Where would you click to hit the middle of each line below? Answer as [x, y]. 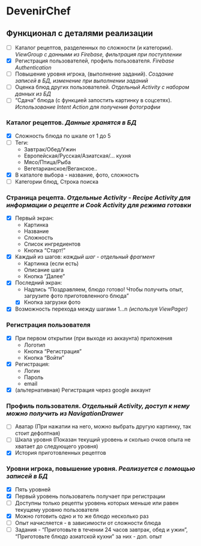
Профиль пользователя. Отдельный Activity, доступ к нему [98, 405]
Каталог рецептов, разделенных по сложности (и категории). [94, 47]
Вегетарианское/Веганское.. [61, 168]
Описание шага [44, 270]
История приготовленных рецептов [60, 453]
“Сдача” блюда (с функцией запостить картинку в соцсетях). [93, 100]
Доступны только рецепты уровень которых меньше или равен [97, 503]
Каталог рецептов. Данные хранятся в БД [71, 123]
